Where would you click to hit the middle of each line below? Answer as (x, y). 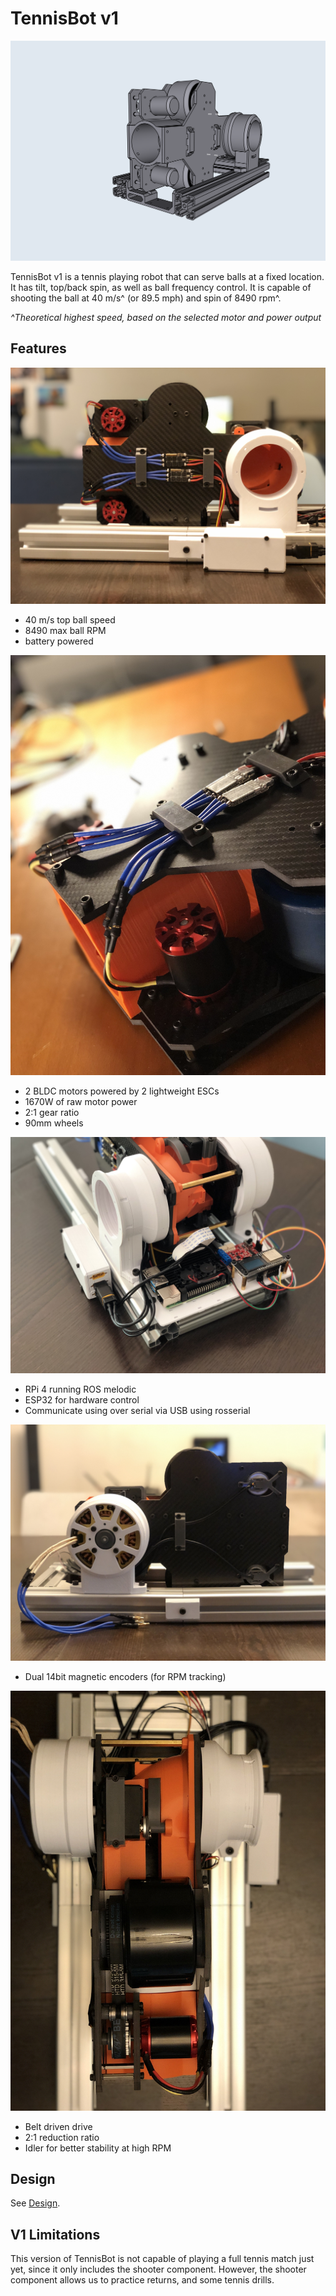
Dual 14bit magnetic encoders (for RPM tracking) (125, 1676)
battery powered (59, 641)
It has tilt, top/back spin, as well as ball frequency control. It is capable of (161, 287)
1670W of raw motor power (81, 1101)
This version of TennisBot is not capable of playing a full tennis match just (162, 2259)
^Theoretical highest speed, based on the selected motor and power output (166, 317)
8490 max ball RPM (65, 630)
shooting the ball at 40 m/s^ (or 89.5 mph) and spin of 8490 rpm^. (146, 298)
